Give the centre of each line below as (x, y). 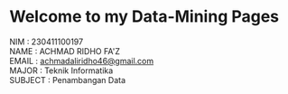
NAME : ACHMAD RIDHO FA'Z (65, 51)
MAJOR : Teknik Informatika (61, 70)
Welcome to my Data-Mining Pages (144, 17)
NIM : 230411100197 (46, 42)
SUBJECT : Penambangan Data (68, 80)
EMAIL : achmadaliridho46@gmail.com (82, 61)
